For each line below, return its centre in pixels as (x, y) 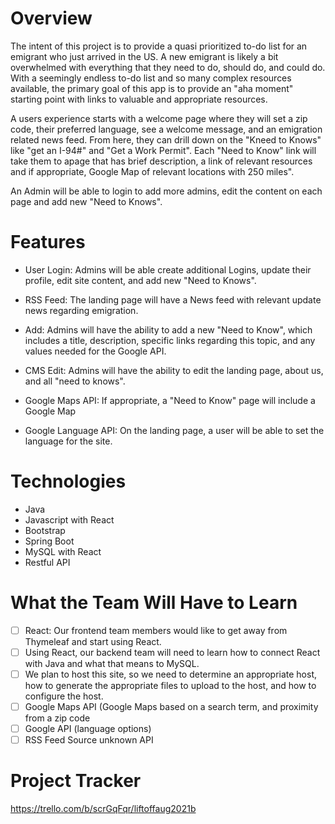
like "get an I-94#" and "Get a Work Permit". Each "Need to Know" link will (163, 150)
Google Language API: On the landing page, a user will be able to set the (174, 430)
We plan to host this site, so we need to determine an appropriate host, (171, 674)
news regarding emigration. (81, 310)
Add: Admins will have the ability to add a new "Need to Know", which (168, 329)
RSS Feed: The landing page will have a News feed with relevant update (173, 299)
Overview (51, 18)
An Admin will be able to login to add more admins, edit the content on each (166, 191)
